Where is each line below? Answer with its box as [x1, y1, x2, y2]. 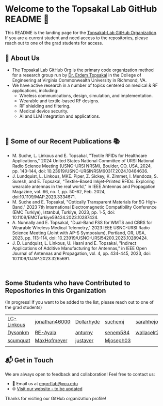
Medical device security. [19, 108, 69, 114]
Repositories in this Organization [5, 286, 106, 295]
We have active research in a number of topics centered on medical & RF [12, 82, 158, 88]
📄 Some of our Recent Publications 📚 [5, 137, 120, 146]
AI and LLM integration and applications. [19, 113, 100, 119]
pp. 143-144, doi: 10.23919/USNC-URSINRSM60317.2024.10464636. [12, 168, 148, 174]
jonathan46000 [34, 318, 71, 325]
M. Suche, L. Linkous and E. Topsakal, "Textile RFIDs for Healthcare [12, 153, 147, 158]
